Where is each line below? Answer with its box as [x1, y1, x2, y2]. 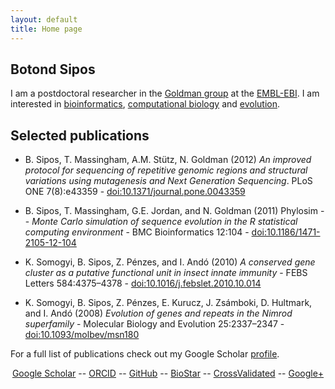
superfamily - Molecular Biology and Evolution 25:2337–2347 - [24, 318, 285, 330]
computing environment [24, 226, 124, 238]
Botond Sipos [10, 61, 96, 78]
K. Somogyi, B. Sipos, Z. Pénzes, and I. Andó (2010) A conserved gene [24, 256, 316, 268]
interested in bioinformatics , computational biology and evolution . [10, 98, 281, 110]
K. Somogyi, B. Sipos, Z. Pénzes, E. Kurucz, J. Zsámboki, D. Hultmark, [24, 297, 313, 309]
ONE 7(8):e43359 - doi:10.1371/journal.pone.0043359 [24, 186, 246, 198]
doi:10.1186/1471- [251, 226, 321, 238]
